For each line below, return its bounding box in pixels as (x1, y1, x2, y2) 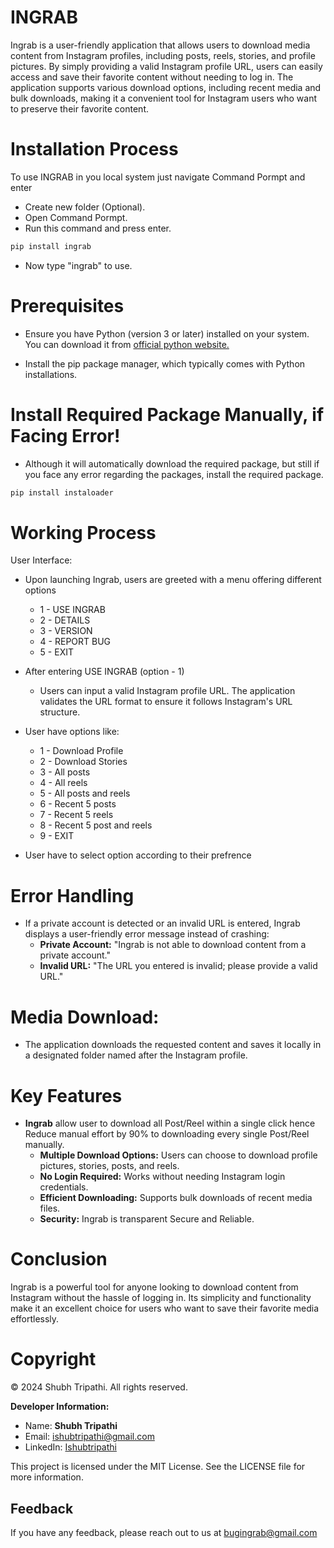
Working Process (10, 521, 157, 544)
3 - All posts (39, 766, 91, 778)
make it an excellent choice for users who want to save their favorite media (10, 1302, 320, 1315)
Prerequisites (10, 294, 125, 317)
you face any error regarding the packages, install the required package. (24, 468, 324, 480)
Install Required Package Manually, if (10, 403, 325, 426)
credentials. (39, 1181, 89, 1193)
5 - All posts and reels (39, 787, 131, 800)
